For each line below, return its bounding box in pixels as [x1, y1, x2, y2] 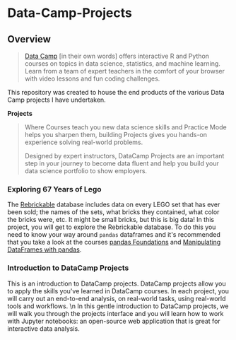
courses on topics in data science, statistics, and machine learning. [24, 59, 221, 68]
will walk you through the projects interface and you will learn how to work [7, 309, 224, 317]
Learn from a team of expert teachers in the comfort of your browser [24, 67, 225, 75]
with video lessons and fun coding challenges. [24, 74, 160, 83]
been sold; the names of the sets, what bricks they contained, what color [7, 208, 220, 216]
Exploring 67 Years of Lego [7, 184, 102, 194]
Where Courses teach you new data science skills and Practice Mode [24, 123, 228, 131]
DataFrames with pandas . [7, 245, 82, 254]
